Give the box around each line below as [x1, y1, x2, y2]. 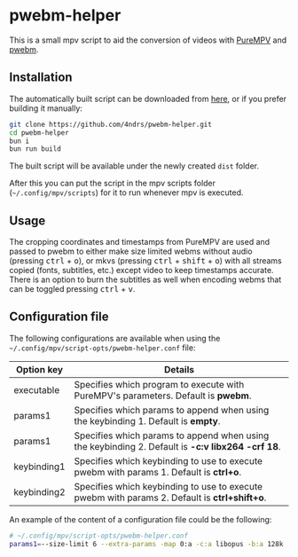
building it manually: [9, 103, 82, 114]
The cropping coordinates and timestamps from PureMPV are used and [9, 237, 271, 247]
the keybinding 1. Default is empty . [74, 414, 221, 427]
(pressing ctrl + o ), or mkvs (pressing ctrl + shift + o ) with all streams [9, 255, 282, 266]
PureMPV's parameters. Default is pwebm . [74, 389, 252, 402]
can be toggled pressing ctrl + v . [9, 284, 136, 294]
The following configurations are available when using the [9, 333, 221, 343]
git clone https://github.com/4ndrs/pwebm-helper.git [9, 120, 213, 129]
